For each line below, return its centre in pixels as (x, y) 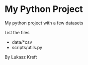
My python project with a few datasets (44, 23)
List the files (17, 32)
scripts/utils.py (27, 47)
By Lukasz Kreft (21, 57)
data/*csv (22, 42)
